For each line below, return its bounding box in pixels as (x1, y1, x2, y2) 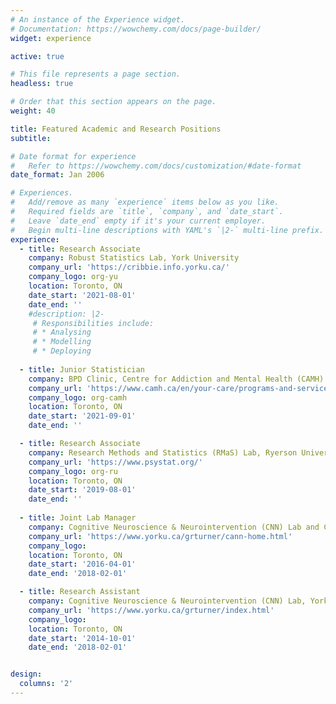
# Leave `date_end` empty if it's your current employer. (10, 216, 267, 226)
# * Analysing (32, 327, 92, 338)
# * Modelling (32, 337, 92, 347)
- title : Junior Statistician (19, 364, 145, 375)
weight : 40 (10, 106, 56, 116)
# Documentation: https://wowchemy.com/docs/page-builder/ (10, 24, 262, 34)
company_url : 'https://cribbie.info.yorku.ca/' (28, 262, 230, 273)
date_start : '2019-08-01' (28, 485, 137, 495)
